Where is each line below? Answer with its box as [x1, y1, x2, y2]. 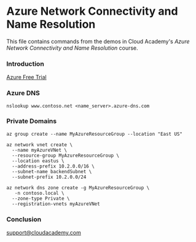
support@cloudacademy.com [6, 229, 82, 236]
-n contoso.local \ [14, 190, 65, 196]
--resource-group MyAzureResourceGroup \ [12, 152, 120, 158]
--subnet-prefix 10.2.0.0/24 [12, 174, 87, 180]
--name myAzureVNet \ [12, 147, 68, 153]
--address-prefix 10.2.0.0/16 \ [12, 163, 95, 170]
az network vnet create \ [6, 141, 73, 148]
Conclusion [6, 215, 42, 224]
